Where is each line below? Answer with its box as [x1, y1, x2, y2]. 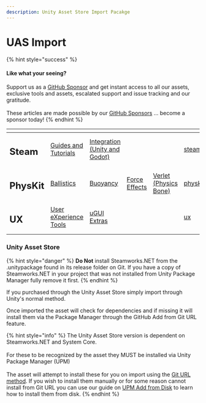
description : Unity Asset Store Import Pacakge [6, 9, 131, 15]
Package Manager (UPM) [6, 358, 71, 365]
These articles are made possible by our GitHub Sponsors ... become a [6, 109, 185, 116]
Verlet [153, 171, 170, 179]
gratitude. [6, 96, 31, 104]
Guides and [50, 141, 84, 150]
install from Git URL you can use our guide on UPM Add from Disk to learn [6, 383, 193, 391]
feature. [6, 320, 26, 327]
